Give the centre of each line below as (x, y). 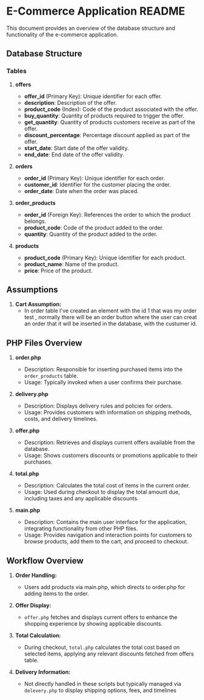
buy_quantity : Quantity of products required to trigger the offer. (104, 115)
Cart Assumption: (38, 304)
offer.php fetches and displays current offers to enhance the (101, 617)
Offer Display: (33, 606)
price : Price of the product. (58, 270)
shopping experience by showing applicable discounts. (93, 624)
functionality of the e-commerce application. (62, 34)
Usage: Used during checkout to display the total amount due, (102, 492)
